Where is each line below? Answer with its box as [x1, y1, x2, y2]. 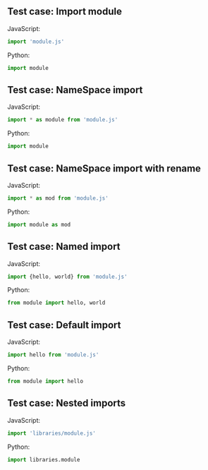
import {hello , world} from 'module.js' [7, 273, 128, 280]
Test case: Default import [7, 319, 121, 331]
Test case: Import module [7, 6, 122, 18]
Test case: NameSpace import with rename [7, 162, 201, 174]
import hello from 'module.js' [7, 351, 99, 358]
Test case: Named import [7, 241, 121, 253]
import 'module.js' [7, 38, 65, 45]
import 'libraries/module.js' [7, 430, 97, 437]
